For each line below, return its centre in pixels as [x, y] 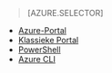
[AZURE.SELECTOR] [65, 13]
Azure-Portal [42, 30]
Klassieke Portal [48, 40]
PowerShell [39, 50]
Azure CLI [37, 59]
